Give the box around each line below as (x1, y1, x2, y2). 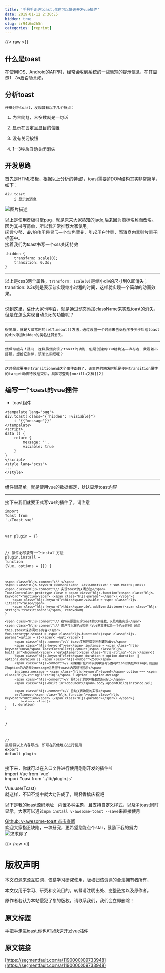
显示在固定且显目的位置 (12, 124, 60, 131)
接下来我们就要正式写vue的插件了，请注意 (5, 499, 90, 505)
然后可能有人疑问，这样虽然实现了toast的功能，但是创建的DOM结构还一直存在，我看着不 (5, 347, 158, 351)
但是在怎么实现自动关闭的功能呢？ (5, 311, 74, 317)
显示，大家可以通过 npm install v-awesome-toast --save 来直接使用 (5, 808, 140, 814)
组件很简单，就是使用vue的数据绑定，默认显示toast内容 (5, 484, 118, 490)
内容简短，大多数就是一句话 (12, 114, 69, 120)
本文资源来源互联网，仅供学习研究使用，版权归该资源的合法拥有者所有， (5, 877, 151, 883)
